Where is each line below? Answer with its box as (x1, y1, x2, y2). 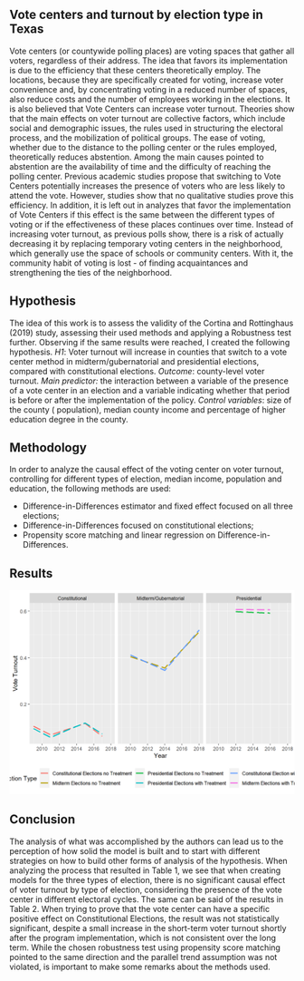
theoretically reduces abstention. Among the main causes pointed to (9, 151, 264, 162)
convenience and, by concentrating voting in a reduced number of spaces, (9, 83, 288, 94)
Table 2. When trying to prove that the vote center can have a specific (9, 903, 270, 914)
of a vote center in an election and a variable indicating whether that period (9, 384, 290, 395)
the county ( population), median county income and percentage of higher (9, 403, 287, 415)
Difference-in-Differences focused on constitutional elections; (22, 520, 254, 531)
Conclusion (9, 811, 76, 828)
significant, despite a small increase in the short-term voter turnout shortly (9, 922, 287, 933)
